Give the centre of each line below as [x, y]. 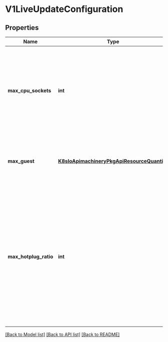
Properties [22, 28]
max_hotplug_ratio [30, 257]
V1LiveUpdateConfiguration [64, 9]
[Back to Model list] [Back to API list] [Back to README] [62, 335]
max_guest [21, 161]
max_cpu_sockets [29, 91]
